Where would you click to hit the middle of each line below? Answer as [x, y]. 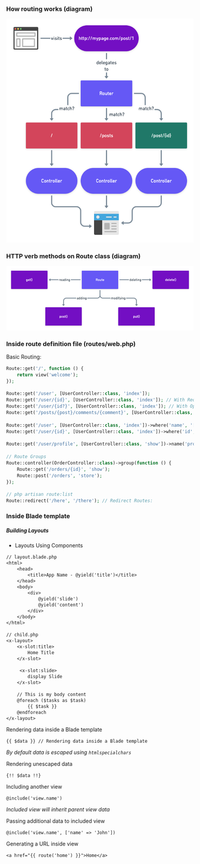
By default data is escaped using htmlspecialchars [69, 752]
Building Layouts [27, 530]
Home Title [41, 653]
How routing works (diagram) [49, 9]
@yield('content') [61, 605]
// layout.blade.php [32, 557]
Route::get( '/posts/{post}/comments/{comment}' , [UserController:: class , [100, 413]
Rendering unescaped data [39, 764]
